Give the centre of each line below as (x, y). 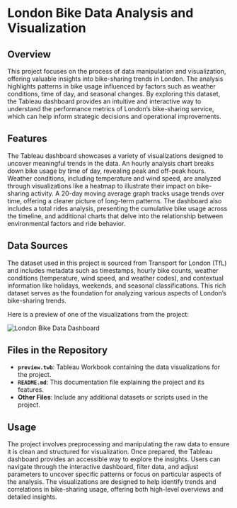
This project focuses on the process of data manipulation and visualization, (117, 71)
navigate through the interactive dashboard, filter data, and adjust (103, 467)
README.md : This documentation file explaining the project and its (111, 382)
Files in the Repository (58, 350)
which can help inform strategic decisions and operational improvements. (114, 116)
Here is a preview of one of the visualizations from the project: (98, 314)
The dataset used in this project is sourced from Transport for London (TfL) (117, 263)
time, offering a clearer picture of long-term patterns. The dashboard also (115, 201)
